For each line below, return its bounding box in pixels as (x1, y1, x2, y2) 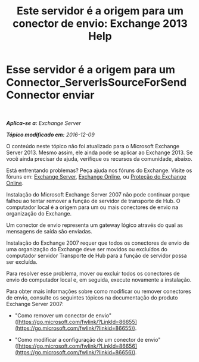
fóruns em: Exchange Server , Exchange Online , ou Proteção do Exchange (6, 173, 186, 180)
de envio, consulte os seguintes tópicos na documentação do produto (6, 294, 178, 301)
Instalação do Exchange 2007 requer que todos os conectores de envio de (6, 239, 189, 246)
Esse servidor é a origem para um (6, 63, 176, 77)
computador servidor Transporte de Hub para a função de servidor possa (6, 252, 187, 259)
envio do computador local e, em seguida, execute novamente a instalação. (6, 276, 192, 283)
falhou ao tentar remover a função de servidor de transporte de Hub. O (6, 197, 181, 204)
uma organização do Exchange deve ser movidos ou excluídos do (6, 245, 168, 252)
